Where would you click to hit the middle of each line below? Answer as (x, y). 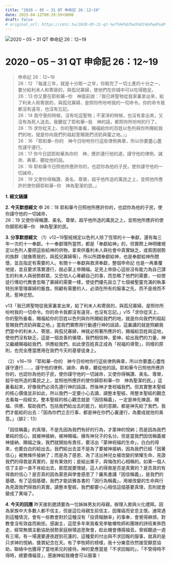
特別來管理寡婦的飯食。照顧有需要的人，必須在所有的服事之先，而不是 (79, 289)
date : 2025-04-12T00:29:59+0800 (39, 15)
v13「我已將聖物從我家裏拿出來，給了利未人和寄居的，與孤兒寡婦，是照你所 (85, 306)
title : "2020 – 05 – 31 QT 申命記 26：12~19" (53, 10)
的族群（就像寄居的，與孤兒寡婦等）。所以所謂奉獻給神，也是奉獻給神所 (80, 256)
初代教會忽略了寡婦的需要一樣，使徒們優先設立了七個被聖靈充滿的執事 (92, 282)
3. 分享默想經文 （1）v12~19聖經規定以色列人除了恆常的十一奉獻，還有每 (81, 238)
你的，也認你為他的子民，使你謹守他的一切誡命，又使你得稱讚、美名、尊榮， (85, 374)
